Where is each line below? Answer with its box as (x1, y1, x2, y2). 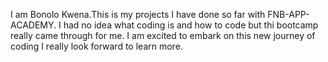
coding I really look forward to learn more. (10, 40, 183, 52)
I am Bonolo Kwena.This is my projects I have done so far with (10, 9, 266, 20)
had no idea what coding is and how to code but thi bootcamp (63, 19, 319, 31)
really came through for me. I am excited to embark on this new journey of (10, 30, 316, 41)
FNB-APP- (267, 9, 310, 20)
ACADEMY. (10, 19, 57, 31)
